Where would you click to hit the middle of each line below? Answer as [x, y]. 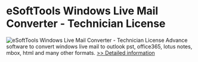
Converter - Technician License [86, 24]
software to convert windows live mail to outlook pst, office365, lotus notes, [99, 46]
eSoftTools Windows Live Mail [82, 11]
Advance [177, 40]
